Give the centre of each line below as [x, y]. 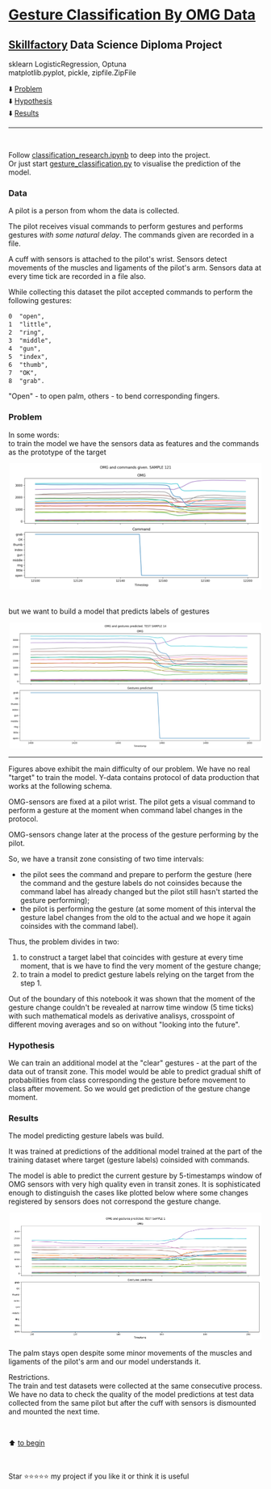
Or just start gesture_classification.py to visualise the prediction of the [125, 164]
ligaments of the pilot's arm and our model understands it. [105, 1362]
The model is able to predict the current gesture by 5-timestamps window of [135, 1176]
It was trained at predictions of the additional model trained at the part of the [135, 1152]
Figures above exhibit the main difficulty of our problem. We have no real [129, 769]
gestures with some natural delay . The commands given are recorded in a [131, 235]
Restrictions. [29, 1377]
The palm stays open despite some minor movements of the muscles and [130, 1353]
